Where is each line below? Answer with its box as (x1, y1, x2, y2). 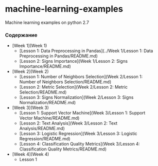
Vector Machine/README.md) (19, 115, 80, 121)
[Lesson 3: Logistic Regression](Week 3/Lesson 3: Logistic (19, 130, 138, 137)
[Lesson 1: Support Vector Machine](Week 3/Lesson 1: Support (19, 110, 146, 116)
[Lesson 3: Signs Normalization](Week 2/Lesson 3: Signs (19, 94, 134, 100)
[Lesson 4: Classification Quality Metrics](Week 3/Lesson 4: (19, 141, 140, 147)
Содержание (5, 32, 38, 38)
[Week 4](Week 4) (12, 151, 50, 157)
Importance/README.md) (19, 63, 71, 69)
